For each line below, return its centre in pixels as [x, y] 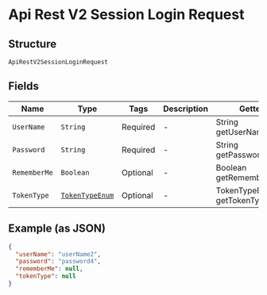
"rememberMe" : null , [49, 269]
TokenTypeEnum [87, 195]
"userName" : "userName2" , [58, 254]
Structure [33, 44]
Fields [24, 86]
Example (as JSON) [57, 229]
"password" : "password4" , [58, 262]
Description [186, 109]
